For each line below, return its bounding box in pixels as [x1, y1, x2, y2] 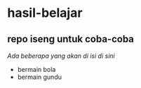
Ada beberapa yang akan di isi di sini [7, 51, 115, 60]
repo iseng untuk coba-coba [7, 33, 135, 45]
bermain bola [17, 65, 56, 73]
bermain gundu [17, 73, 62, 81]
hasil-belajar [7, 5, 83, 21]
